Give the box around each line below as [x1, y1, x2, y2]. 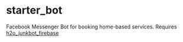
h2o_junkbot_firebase [6, 29, 59, 36]
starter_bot [6, 4, 63, 17]
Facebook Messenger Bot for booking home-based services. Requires [6, 23, 177, 30]
